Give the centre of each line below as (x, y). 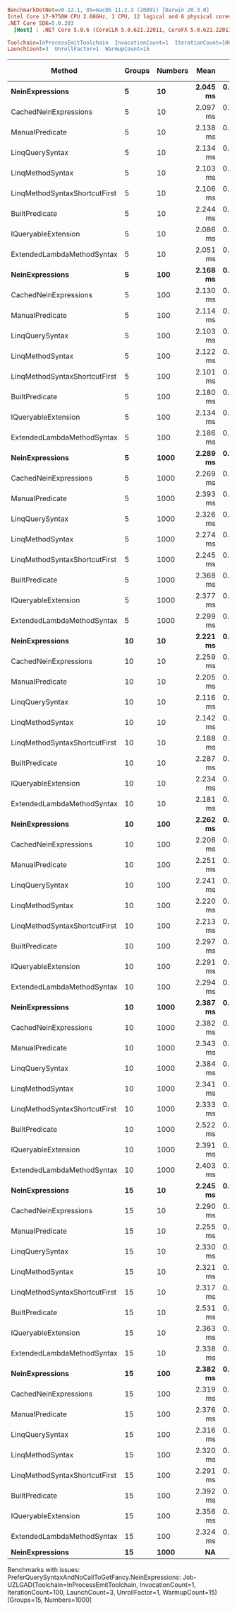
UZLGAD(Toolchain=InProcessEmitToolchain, (73, 1585)
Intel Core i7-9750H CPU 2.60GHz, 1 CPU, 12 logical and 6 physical (110, 16)
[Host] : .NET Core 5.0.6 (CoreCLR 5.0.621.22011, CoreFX (101, 30)
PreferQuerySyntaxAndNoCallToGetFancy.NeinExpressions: (94, 1577)
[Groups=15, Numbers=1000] (50, 1600)
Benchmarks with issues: (44, 1570)
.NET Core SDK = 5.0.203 (41, 23)
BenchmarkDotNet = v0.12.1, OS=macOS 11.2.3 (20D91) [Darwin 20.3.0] (109, 10)
